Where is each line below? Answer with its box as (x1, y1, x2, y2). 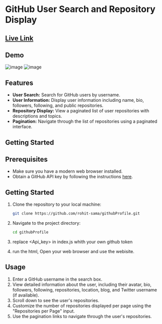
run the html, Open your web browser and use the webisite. (12, 248, 135, 254)
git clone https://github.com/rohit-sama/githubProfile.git (12, 211, 140, 216)
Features (5, 78, 33, 87)
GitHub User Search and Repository (5, 3, 156, 15)
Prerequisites (5, 155, 48, 163)
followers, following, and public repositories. (12, 102, 104, 108)
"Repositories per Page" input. (12, 308, 75, 314)
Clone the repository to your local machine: (12, 201, 101, 208)
